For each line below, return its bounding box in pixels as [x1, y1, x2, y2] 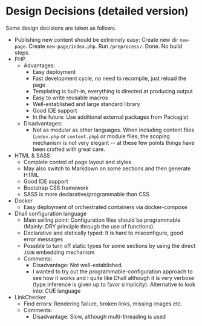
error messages [23, 235, 64, 243]
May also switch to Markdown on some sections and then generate [23, 165, 191, 172]
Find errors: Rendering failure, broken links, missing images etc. [23, 300, 183, 307]
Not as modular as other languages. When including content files [32, 126, 195, 133]
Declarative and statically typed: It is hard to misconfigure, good [23, 229, 183, 236]
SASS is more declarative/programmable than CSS [23, 190, 149, 198]
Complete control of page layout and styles [23, 158, 131, 165]
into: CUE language [32, 287, 81, 294]
